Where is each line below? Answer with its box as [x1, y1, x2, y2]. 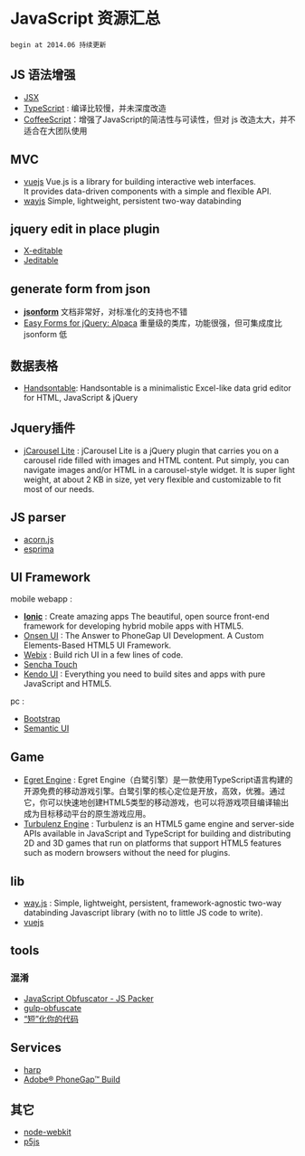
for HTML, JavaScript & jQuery [23, 393, 138, 403]
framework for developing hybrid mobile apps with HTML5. [23, 621, 244, 631]
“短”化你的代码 [23, 1013, 80, 1024]
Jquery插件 [10, 421, 76, 436]
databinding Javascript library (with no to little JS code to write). [23, 907, 263, 918]
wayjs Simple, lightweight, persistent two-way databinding [23, 195, 243, 206]
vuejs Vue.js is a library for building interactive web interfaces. [23, 175, 256, 186]
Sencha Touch [23, 659, 78, 670]
